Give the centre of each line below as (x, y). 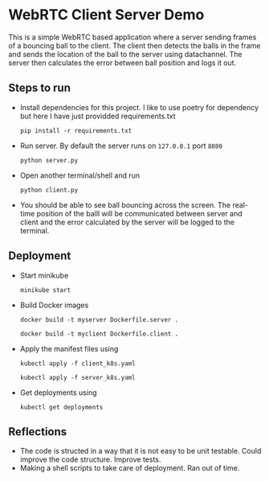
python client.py (49, 190)
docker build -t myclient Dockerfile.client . (99, 334)
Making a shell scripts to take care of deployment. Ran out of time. (130, 468)
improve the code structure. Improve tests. (90, 459)
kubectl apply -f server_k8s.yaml (77, 377)
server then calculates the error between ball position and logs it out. (122, 63)
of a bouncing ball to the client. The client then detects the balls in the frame (134, 45)
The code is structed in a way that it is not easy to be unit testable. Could (141, 451)
